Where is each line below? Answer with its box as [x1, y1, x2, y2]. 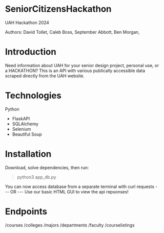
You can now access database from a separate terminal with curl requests [5, 184, 155, 189]
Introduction [5, 47, 57, 57]
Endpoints [5, 206, 47, 217]
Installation [5, 148, 52, 160]
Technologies [5, 90, 62, 101]
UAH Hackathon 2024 [5, 20, 50, 25]
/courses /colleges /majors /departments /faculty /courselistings [5, 222, 135, 228]
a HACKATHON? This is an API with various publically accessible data [5, 68, 145, 73]
